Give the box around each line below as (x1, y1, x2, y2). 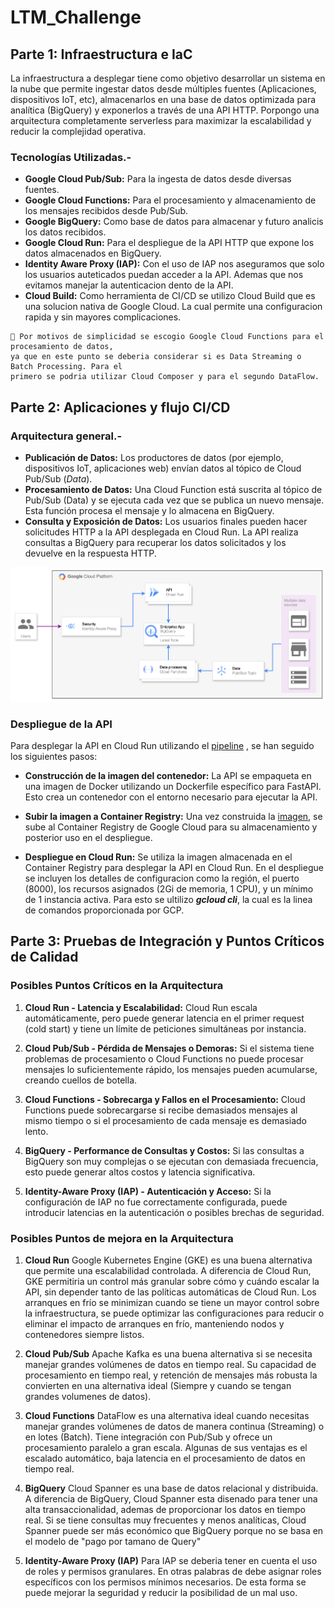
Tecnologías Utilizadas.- (10, 150, 132, 164)
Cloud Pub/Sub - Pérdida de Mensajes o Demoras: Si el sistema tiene (24, 1042, 315, 1054)
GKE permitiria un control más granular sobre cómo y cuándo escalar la (24, 1276, 320, 1288)
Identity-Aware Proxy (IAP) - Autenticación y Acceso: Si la (24, 1185, 272, 1197)
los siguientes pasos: (10, 751, 98, 763)
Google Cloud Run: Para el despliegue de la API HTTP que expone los (24, 237, 315, 249)
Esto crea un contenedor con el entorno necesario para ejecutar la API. (24, 791, 318, 803)
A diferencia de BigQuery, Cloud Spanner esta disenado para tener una (24, 1493, 318, 1505)
